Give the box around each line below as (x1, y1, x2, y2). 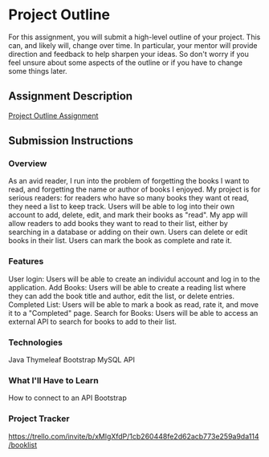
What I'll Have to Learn (8, 374, 99, 386)
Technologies (8, 337, 63, 348)
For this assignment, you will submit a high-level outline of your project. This (8, 32, 261, 42)
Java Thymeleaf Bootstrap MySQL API (8, 355, 135, 365)
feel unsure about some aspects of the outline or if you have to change (8, 58, 243, 67)
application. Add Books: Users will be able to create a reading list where (8, 282, 247, 292)
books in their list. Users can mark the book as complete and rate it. (8, 236, 233, 245)
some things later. (8, 66, 67, 75)
